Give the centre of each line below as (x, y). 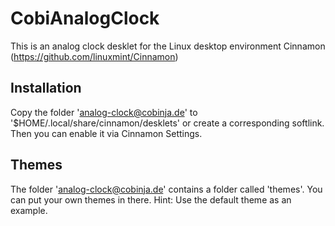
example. (29, 210)
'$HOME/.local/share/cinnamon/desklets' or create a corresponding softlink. (167, 123)
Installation (46, 88)
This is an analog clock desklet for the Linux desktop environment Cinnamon (168, 46)
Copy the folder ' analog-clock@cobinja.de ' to (104, 112)
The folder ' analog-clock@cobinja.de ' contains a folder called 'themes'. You (166, 189)
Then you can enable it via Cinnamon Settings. (106, 133)
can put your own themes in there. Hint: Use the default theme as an (151, 199)
